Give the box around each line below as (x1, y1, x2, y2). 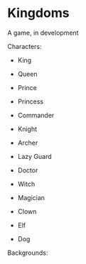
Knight (17, 124, 38, 133)
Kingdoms (7, 5, 70, 21)
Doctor (17, 165, 38, 175)
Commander (17, 111, 55, 119)
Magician (17, 193, 45, 202)
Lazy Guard (17, 152, 52, 160)
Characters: (7, 42, 42, 50)
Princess (17, 97, 44, 106)
